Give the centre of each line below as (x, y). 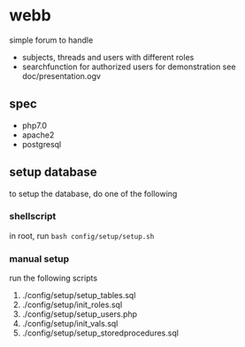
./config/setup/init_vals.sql (70, 324)
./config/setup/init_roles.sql (72, 305)
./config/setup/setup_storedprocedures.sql (100, 333)
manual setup (39, 258)
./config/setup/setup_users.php (80, 314)
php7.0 (34, 125)
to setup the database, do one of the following (93, 193)
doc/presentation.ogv (61, 75)
